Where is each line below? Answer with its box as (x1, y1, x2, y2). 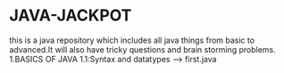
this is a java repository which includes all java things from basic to (9, 35, 255, 45)
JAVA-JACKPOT (9, 5, 132, 26)
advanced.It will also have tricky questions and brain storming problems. (9, 44, 277, 54)
